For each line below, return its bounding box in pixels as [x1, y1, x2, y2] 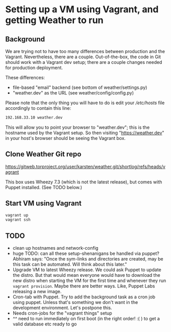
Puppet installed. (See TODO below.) [5, 184, 83, 190]
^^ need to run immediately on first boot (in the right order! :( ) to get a [12, 316, 160, 322]
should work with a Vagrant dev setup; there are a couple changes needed [5, 59, 162, 65]
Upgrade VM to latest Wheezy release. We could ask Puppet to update [12, 267, 162, 273]
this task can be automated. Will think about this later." [12, 262, 127, 268]
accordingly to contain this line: [5, 105, 71, 111]
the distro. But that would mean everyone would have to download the [12, 272, 161, 278]
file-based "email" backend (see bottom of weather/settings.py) [12, 84, 148, 90]
